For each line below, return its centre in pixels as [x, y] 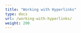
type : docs [16, 14]
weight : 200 [17, 23]
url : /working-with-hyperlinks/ [39, 18]
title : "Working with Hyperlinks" [41, 9]
